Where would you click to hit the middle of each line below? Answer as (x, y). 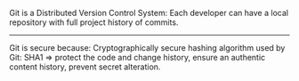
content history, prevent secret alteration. (85, 67)
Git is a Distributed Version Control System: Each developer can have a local (149, 13)
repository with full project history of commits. (94, 22)
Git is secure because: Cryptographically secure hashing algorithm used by (147, 48)
